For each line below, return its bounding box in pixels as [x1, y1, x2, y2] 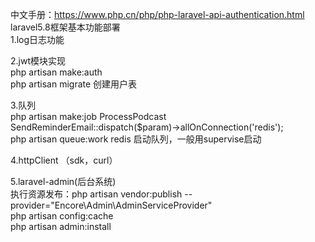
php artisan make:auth [10, 66, 103, 78]
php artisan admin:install [10, 221, 112, 232]
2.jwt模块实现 [10, 55, 66, 67]
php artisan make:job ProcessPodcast [10, 111, 167, 122]
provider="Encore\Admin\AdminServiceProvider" [10, 199, 213, 211]
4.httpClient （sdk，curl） [10, 154, 118, 166]
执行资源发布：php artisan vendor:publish [10, 188, 183, 200]
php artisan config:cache [10, 210, 114, 222]
